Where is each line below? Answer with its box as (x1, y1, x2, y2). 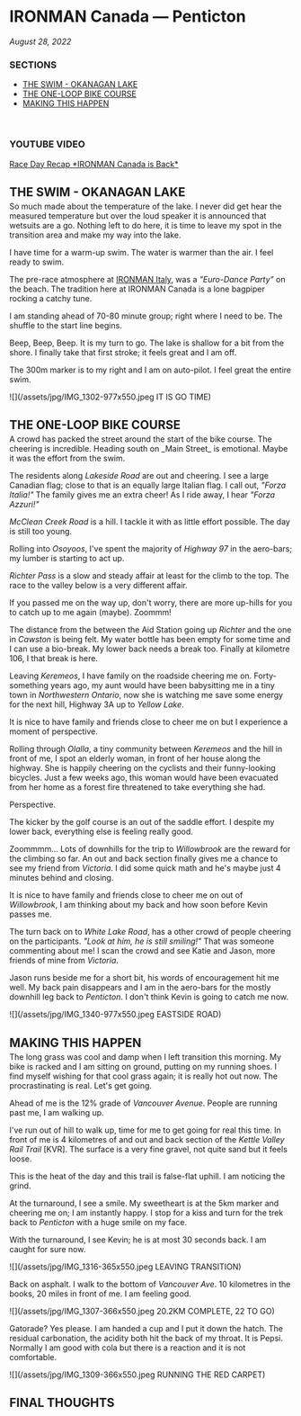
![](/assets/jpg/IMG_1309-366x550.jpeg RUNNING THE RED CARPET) (9, 1369, 266, 1380)
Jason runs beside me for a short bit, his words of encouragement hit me (9, 972, 280, 983)
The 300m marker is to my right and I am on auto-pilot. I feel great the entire (9, 364, 292, 375)
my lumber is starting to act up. (9, 553, 125, 564)
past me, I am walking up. (9, 1107, 105, 1117)
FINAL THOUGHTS (9, 1395, 115, 1411)
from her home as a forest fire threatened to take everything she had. (9, 782, 266, 793)
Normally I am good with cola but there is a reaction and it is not (9, 1342, 246, 1353)
